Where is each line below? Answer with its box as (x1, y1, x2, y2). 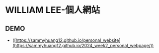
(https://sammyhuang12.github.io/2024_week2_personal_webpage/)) (12, 43, 154, 48)
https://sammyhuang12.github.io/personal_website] (15, 37, 121, 43)
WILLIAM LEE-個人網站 (5, 4, 100, 16)
